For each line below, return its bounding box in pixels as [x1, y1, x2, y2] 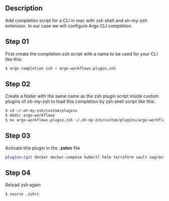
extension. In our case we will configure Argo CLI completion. [5, 23, 133, 29]
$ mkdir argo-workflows [5, 113, 55, 118]
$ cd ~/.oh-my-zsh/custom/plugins [5, 108, 78, 113]
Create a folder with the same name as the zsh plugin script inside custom [5, 93, 159, 99]
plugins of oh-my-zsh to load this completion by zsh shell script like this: [5, 98, 155, 105]
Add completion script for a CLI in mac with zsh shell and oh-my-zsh [5, 17, 147, 23]
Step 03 [5, 131, 31, 140]
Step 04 [5, 169, 31, 177]
